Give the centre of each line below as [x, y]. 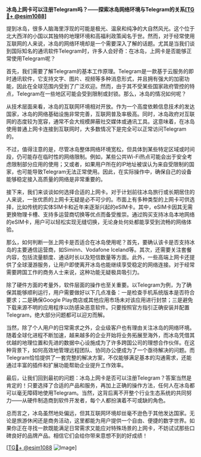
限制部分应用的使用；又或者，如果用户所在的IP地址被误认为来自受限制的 [100, 164]
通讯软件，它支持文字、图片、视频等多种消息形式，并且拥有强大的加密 [98, 79]
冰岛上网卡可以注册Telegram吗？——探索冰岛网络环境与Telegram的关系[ [97, 9]
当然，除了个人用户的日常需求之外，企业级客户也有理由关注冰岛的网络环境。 [100, 327]
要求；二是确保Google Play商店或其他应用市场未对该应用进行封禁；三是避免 [100, 300]
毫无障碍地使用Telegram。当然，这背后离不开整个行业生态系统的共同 [101, 393]
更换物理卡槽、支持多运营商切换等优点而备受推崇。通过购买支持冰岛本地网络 [100, 214]
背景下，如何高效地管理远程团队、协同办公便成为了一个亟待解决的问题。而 [103, 350]
